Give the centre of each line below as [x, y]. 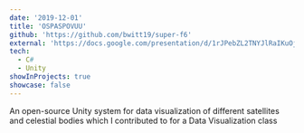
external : [28, 43]
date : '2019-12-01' [46, 18]
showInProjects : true [50, 77]
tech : [19, 52]
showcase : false [40, 85]
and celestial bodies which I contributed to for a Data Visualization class [143, 120]
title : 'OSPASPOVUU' [48, 26]
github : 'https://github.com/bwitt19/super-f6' [101, 34]
